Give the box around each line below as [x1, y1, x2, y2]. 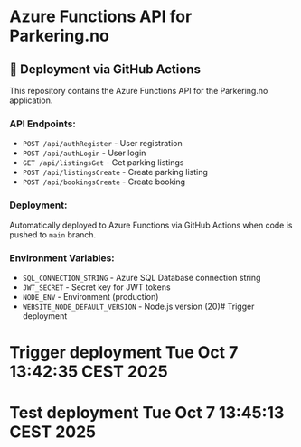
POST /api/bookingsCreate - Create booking [22, 176, 186, 187]
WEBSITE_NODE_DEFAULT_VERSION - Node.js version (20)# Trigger [22, 301, 255, 312]
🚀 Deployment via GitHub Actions [9, 61, 202, 77]
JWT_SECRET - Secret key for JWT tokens [22, 282, 171, 293]
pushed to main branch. [9, 228, 97, 240]
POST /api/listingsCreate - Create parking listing [22, 167, 208, 178]
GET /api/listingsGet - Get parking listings [22, 157, 184, 168]
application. [9, 95, 53, 106]
